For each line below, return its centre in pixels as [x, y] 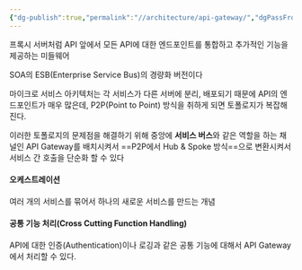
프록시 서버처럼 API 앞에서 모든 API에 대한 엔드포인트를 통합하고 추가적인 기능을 [149, 44]
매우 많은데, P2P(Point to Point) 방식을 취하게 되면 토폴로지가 [156, 105]
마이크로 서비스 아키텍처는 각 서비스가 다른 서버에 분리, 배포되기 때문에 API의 [144, 93]
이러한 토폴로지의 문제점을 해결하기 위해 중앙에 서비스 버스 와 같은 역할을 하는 [143, 135]
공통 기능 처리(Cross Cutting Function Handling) [98, 223]
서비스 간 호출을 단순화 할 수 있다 [67, 157]
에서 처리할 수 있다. [43, 257]
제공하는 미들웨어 [40, 56]
